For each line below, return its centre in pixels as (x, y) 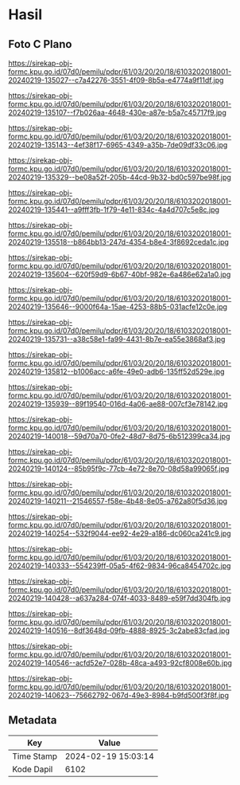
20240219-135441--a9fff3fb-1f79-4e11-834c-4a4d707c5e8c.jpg (114, 210)
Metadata (33, 720)
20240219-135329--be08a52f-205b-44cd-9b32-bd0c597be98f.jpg (120, 177)
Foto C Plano (40, 44)
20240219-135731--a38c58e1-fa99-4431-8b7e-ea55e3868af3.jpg (117, 339)
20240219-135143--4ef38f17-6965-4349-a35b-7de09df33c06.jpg (118, 145)
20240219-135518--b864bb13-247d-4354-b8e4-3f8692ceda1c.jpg (118, 242)
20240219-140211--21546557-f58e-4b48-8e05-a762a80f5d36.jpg (118, 501)
